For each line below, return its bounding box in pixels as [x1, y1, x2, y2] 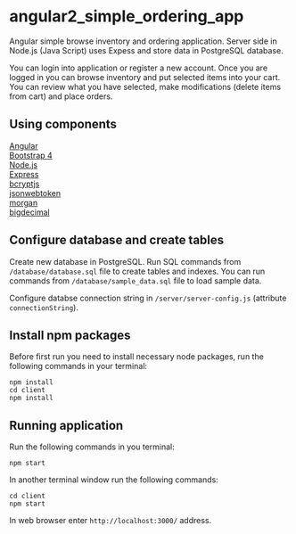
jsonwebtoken [9, 187, 62, 198]
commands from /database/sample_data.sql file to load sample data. [9, 275, 262, 286]
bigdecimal [9, 207, 51, 218]
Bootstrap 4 [9, 150, 53, 160]
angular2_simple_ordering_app [9, 6, 244, 27]
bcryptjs [9, 178, 40, 189]
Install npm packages [9, 327, 131, 342]
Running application [9, 417, 124, 433]
